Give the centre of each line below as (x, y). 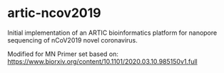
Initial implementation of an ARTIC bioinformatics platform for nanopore (112, 33)
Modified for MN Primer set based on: (63, 54)
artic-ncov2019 (54, 13)
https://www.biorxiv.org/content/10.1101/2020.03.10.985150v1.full (102, 61)
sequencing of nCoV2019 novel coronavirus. (72, 40)
